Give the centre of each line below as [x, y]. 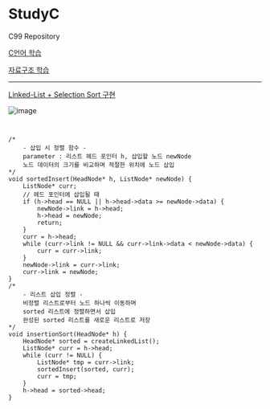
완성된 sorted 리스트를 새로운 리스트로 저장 [87, 320]
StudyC [34, 14]
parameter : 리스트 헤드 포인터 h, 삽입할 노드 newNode [107, 156]
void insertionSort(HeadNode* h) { [68, 334]
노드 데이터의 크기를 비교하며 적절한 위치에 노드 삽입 [99, 165]
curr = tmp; [57, 376]
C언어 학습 [25, 52]
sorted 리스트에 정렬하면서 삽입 [70, 311]
